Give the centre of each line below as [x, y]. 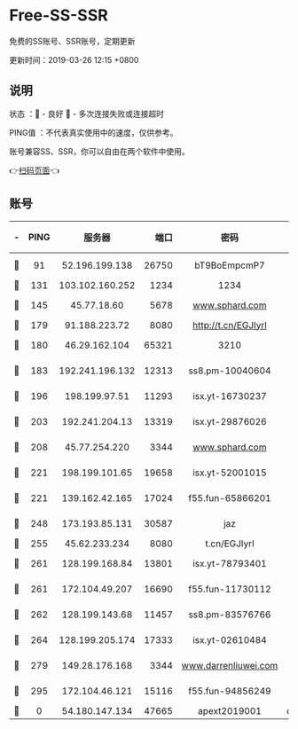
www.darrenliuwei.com [230, 665]
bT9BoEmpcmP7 [230, 265]
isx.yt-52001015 [230, 473]
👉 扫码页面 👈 [35, 170]
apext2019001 [230, 710]
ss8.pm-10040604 [230, 371]
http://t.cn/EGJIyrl [230, 325]
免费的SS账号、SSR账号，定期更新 [72, 41]
